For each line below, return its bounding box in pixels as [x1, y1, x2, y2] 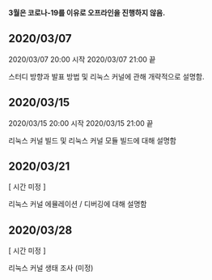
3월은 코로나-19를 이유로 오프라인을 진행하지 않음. [8, 8, 166, 17]
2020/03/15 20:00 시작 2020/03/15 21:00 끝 [8, 118, 154, 128]
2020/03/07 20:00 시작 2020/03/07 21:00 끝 [8, 54, 156, 64]
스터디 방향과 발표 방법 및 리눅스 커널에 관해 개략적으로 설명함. [8, 71, 205, 81]
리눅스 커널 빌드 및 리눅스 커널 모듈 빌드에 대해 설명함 [8, 136, 176, 145]
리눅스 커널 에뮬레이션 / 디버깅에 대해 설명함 [8, 199, 147, 209]
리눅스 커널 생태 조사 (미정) [8, 263, 94, 273]
